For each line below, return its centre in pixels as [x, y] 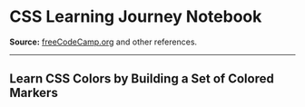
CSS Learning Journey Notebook [136, 17]
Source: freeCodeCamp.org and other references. [103, 42]
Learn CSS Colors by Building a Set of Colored [142, 79]
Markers [34, 93]
